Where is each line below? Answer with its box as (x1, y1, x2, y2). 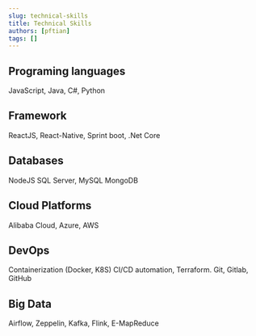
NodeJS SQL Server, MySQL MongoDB (8, 175, 139, 185)
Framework (8, 109, 67, 123)
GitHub (8, 274, 32, 283)
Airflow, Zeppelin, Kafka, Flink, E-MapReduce (8, 318, 159, 328)
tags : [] (8, 34, 38, 43)
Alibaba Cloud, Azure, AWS (8, 220, 99, 230)
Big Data (8, 296, 52, 311)
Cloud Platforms (8, 199, 92, 212)
